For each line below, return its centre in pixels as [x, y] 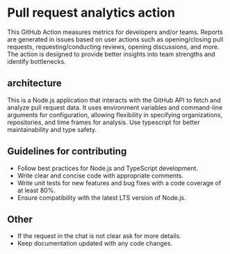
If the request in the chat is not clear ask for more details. [99, 236]
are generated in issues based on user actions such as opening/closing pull [115, 39]
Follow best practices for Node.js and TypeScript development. [107, 168]
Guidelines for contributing [67, 152]
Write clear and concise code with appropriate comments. [100, 176]
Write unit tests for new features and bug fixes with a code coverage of [119, 183]
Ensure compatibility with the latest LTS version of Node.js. [101, 197]
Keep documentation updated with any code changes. [95, 244]
